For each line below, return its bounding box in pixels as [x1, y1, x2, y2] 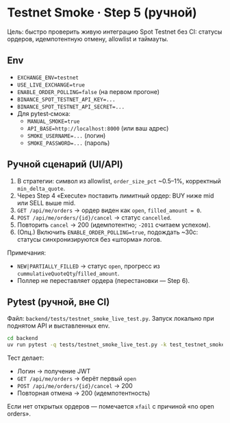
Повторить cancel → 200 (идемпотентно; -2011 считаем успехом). [16, 220, 211, 229]
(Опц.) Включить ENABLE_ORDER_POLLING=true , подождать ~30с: [16, 228, 199, 236]
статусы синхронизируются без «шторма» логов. [16, 235, 162, 243]
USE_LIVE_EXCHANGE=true [16, 81, 86, 89]
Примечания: [7, 249, 47, 257]
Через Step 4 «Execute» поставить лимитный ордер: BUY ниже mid [16, 191, 214, 200]
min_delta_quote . [16, 184, 66, 192]
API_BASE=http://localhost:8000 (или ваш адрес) [27, 124, 169, 132]
